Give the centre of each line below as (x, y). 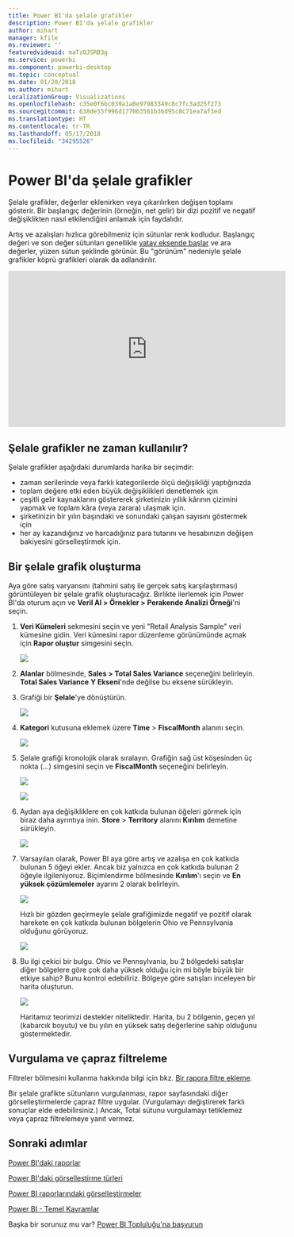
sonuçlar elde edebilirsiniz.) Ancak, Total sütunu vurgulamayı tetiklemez (126, 1110)
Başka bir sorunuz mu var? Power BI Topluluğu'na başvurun (106, 1224)
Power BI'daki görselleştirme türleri (65, 1178)
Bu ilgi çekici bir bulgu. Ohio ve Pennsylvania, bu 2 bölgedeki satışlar (132, 961)
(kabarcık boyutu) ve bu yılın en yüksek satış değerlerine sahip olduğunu (138, 1026)
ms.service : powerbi (42, 60)
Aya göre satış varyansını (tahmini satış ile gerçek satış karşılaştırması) (123, 586)
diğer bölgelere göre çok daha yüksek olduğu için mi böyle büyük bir (132, 970)
